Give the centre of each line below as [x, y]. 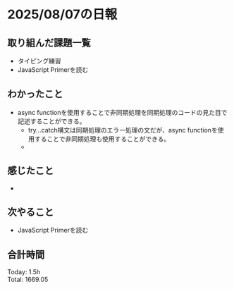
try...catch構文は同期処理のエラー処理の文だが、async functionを [123, 130]
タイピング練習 [39, 61]
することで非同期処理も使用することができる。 [102, 139]
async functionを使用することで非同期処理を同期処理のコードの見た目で [122, 112]
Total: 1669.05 [28, 280]
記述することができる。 [51, 121]
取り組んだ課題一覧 [49, 43]
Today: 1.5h [24, 272]
